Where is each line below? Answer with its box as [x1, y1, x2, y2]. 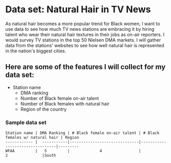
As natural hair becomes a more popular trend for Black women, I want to [5, 21, 160, 27]
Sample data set [5, 119, 47, 126]
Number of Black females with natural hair [20, 100, 110, 107]
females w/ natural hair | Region [5, 135, 80, 140]
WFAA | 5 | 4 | [5, 149, 141, 154]
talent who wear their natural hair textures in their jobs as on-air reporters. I [5, 31, 165, 37]
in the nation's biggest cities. [5, 48, 66, 54]
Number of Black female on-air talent [20, 95, 99, 101]
